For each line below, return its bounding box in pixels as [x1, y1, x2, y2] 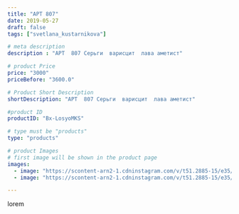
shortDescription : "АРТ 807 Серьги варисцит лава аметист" [7, 96, 196, 103]
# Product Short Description [7, 88, 94, 96]
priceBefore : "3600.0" [7, 76, 75, 83]
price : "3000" [7, 69, 50, 76]
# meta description [7, 44, 65, 51]
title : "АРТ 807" [7, 10, 59, 18]
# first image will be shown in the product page [7, 154, 158, 161]
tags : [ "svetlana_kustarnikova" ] [7, 30, 107, 38]
